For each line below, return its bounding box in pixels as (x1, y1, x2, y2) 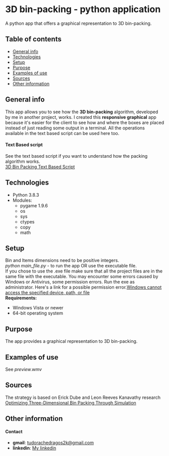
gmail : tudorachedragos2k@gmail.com (12, 440, 94, 446)
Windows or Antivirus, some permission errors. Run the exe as (5, 279, 135, 285)
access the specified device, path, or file (5, 290, 90, 296)
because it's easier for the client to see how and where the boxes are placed (5, 119, 164, 125)
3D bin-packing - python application (5, 4, 161, 15)
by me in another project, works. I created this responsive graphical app (5, 114, 156, 120)
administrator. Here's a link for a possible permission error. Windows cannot (5, 284, 162, 290)
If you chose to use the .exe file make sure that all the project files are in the (5, 268, 163, 274)
